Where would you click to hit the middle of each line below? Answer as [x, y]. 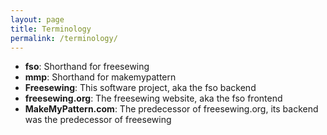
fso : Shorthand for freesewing [87, 67]
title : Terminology [51, 29]
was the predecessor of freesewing [98, 120]
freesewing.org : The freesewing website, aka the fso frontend [153, 98]
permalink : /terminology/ [64, 38]
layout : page [37, 19]
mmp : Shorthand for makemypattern [100, 77]
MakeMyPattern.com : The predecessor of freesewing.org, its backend [171, 109]
